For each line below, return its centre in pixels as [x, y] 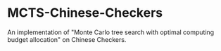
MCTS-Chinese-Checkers [85, 13]
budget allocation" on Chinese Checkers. [67, 39]
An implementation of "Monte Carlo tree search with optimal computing [111, 32]
